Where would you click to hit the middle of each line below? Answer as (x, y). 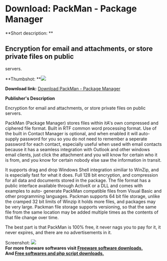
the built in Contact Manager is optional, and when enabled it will (72, 133)
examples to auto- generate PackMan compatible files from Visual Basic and (83, 191)
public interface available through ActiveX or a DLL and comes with (74, 186)
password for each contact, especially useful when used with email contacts (83, 144)
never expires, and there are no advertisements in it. (58, 232)
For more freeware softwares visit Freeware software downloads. (74, 248)
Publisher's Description (30, 98)
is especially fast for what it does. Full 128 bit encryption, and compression (82, 175)
